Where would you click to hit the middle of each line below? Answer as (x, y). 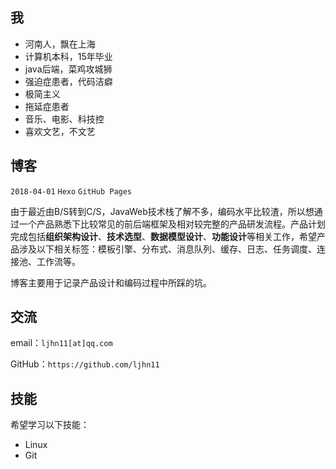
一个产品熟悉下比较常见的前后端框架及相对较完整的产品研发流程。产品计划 (172, 224)
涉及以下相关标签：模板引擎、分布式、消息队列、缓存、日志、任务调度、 (167, 249)
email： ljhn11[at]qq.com (61, 343)
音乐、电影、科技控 (64, 119)
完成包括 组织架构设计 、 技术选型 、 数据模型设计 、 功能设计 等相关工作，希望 (163, 236)
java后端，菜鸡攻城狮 (68, 69)
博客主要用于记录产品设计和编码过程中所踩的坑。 (111, 282)
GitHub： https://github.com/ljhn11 (85, 364)
